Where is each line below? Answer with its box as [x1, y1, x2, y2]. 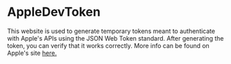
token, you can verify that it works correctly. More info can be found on [7, 41, 210, 50]
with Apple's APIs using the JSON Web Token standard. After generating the [7, 34, 224, 42]
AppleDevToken [7, 4, 101, 20]
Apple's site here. [7, 49, 57, 57]
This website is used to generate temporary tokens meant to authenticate [7, 27, 216, 35]
